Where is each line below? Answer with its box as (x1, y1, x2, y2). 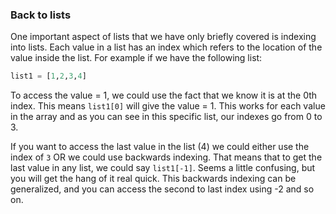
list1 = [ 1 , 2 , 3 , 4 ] (10, 71, 87, 82)
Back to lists (10, 8, 72, 22)
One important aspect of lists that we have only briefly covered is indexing (10, 31, 317, 43)
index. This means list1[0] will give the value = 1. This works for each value (10, 100, 326, 112)
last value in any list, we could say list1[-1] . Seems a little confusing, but (10, 162, 316, 174)
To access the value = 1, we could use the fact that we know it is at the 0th (10, 89, 318, 102)
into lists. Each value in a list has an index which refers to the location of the (10, 41, 323, 53)
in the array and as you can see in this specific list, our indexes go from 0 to (10, 111, 323, 123)
